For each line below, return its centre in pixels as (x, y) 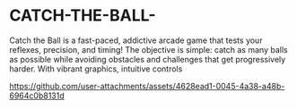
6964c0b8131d (37, 96)
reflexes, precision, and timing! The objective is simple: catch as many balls (149, 49)
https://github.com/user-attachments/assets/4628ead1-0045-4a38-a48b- (147, 86)
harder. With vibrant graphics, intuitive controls (96, 69)
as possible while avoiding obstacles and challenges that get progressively (148, 59)
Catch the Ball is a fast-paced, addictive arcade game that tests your (136, 40)
